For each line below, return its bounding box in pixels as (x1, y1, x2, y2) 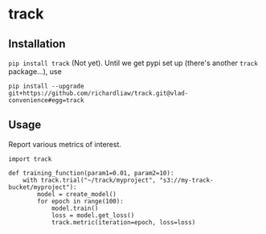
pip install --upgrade (8, 82, 84, 90)
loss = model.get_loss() (51, 211, 135, 220)
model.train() (51, 204, 99, 212)
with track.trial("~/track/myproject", (23, 176, 157, 184)
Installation (8, 37, 66, 51)
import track (8, 154, 52, 163)
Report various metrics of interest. (8, 139, 122, 149)
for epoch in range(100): (37, 197, 125, 205)
